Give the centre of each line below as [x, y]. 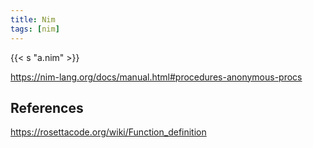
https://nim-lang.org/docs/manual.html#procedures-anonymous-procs [156, 77]
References [47, 107]
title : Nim [33, 19]
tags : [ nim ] [35, 29]
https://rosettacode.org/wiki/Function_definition [108, 132]
